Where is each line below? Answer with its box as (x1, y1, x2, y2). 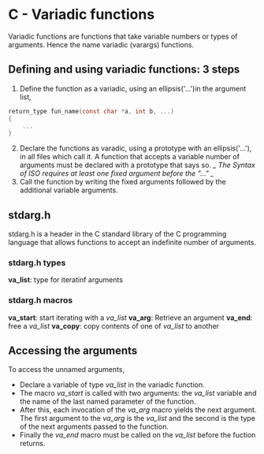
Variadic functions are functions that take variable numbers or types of (8, 32, 238, 41)
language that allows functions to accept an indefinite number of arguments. (8, 238, 257, 247)
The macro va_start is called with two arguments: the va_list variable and (19, 389, 257, 398)
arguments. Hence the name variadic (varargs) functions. (8, 39, 195, 49)
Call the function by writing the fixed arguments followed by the (19, 177, 226, 187)
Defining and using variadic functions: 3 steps (8, 63, 240, 76)
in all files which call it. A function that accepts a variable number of (19, 152, 240, 162)
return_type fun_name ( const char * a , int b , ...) (8, 107, 175, 115)
